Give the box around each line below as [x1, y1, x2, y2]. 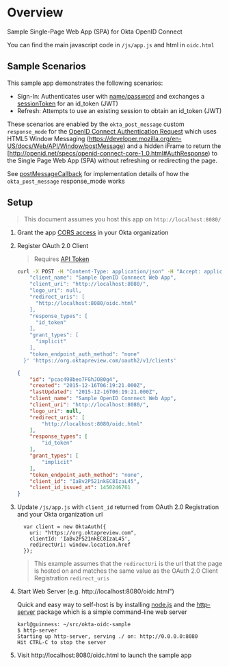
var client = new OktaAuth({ [23, 523, 107, 530]
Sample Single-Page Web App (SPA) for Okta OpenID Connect [7, 27, 183, 36]
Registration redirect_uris [33, 574, 110, 582]
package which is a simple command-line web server [36, 608, 187, 616]
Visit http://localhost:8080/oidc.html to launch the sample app [16, 651, 192, 659]
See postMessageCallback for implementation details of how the [7, 169, 189, 177]
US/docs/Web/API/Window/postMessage [7, 142, 124, 150]
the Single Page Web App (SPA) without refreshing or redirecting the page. [7, 156, 217, 164]
